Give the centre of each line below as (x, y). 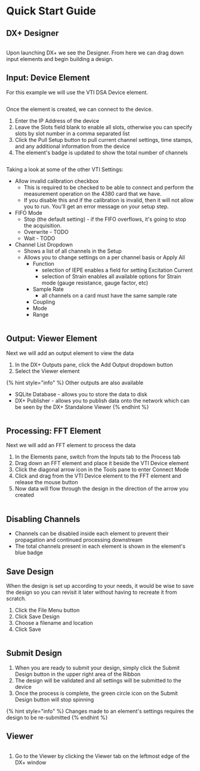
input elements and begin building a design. (60, 59)
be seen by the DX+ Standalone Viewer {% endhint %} (82, 407)
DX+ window (30, 762)
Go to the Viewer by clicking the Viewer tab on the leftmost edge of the (102, 756)
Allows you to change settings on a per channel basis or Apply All (104, 257)
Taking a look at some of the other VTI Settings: (65, 169)
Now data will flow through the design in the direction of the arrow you (102, 488)
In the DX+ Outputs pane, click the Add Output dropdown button (94, 365)
